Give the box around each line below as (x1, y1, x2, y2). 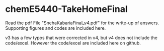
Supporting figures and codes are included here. (5, 25, 106, 31)
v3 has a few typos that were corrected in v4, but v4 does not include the (5, 35, 157, 41)
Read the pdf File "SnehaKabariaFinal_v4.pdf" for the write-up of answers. (5, 20, 159, 26)
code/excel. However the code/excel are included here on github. (5, 40, 141, 46)
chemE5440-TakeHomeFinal (5, 3, 128, 15)
